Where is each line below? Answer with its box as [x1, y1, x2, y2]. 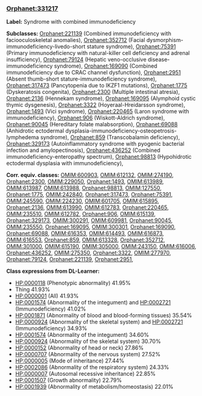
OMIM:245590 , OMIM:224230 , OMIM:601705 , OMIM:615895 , [6, 197, 159, 205]
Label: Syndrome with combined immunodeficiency [6, 18, 136, 26]
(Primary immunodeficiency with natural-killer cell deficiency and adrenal [6, 49, 190, 57]
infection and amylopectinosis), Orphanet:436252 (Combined [6, 146, 161, 154]
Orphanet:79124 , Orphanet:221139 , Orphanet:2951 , [6, 256, 134, 263]
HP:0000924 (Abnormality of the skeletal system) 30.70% [15, 337, 161, 345]
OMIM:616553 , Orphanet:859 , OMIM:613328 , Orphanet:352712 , [6, 236, 165, 243]
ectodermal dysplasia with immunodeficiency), [6, 160, 124, 167]
